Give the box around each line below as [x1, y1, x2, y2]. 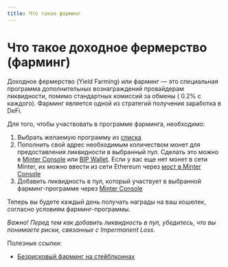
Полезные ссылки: [7, 239, 62, 247]
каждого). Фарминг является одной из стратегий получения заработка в [7, 99, 222, 107]
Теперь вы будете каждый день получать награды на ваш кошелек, [7, 197, 206, 206]
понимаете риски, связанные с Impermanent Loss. [7, 225, 156, 234]
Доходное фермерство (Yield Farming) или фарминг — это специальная [7, 77, 218, 85]
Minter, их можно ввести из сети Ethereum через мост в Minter [16, 162, 201, 171]
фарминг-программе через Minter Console [16, 184, 143, 193]
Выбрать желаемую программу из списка [16, 133, 142, 141]
